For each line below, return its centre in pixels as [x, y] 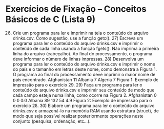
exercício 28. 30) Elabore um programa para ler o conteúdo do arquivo [83, 106]
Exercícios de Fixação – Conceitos [76, 9]
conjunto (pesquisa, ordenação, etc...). [51, 121]
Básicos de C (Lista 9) [51, 19]
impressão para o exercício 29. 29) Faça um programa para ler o [77, 85]
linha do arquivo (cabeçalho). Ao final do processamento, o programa [82, 54]
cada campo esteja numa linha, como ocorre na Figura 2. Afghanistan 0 [84, 95]
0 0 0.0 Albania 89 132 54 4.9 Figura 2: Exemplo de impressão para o [82, 100]
